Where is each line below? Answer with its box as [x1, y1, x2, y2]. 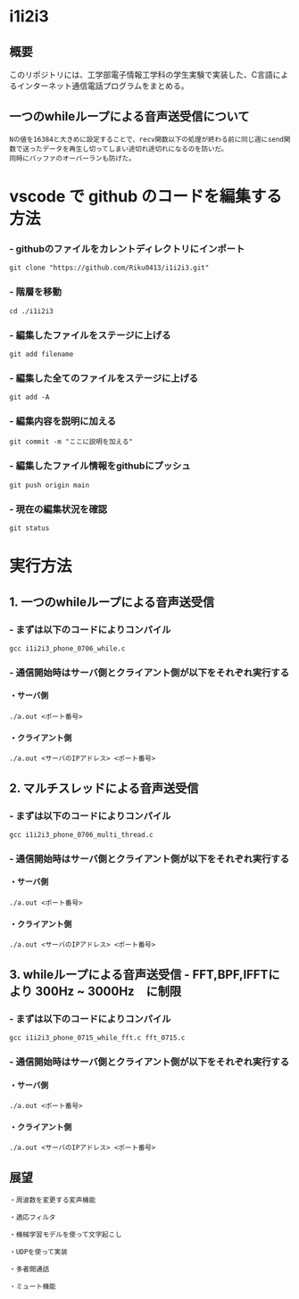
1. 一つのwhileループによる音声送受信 [9, 594, 215, 609]
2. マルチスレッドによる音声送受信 [9, 781, 199, 796]
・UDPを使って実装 [9, 1247, 69, 1257]
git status [9, 524, 50, 533]
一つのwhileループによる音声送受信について [9, 109, 250, 124]
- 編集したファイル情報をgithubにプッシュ [9, 459, 191, 472]
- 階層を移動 [9, 285, 62, 298]
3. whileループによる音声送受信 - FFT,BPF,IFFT [9, 966, 269, 982]
